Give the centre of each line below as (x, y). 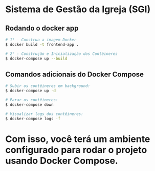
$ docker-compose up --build (36, 59)
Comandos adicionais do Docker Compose (75, 74)
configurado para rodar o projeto (76, 150)
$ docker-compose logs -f (33, 119)
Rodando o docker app (42, 28)
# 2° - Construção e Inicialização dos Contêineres (61, 54)
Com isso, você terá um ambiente (78, 139)
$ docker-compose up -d (31, 91)
